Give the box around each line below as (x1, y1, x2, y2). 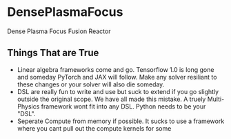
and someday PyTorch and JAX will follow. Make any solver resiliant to (17, 73, 217, 81)
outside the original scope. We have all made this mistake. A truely (17, 95, 206, 103)
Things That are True (7, 47, 99, 59)
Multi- (207, 95, 225, 103)
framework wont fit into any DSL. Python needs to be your (41, 102, 206, 111)
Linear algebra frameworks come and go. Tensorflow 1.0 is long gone (17, 65, 214, 73)
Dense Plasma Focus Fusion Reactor (7, 27, 111, 35)
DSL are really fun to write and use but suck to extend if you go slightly (17, 87, 219, 95)
